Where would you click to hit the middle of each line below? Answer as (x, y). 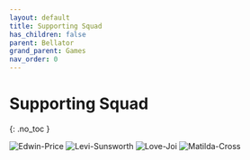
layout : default (40, 18)
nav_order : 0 (34, 59)
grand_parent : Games (48, 51)
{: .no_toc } (30, 129)
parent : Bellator (42, 43)
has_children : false (48, 34)
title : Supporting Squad (56, 26)
